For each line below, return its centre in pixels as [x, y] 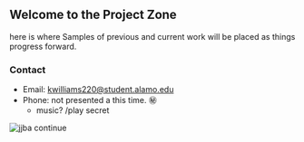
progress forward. [43, 46]
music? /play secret [73, 110]
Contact [28, 70]
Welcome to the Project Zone [93, 15]
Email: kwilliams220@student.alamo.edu [98, 90]
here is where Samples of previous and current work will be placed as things [152, 36]
